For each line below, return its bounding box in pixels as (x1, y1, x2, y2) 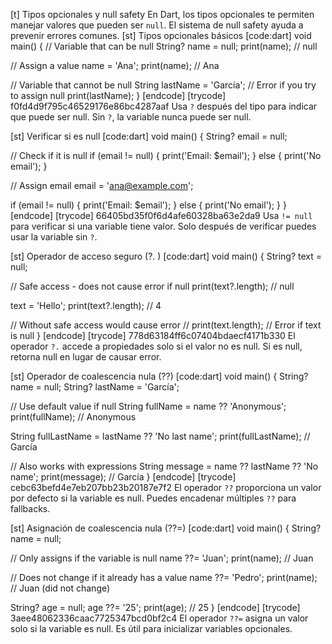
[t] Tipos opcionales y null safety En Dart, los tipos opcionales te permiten (10, 9, 315, 20)
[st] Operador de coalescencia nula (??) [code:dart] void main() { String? (10, 370, 309, 382)
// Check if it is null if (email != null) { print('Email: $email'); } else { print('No (10, 150, 322, 161)
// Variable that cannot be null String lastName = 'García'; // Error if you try (10, 79, 317, 91)
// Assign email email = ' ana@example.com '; (10, 180, 194, 191)
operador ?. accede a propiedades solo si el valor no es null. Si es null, (10, 340, 303, 352)
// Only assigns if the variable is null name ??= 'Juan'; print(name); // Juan (10, 552, 314, 564)
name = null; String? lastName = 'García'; (10, 381, 180, 393)
